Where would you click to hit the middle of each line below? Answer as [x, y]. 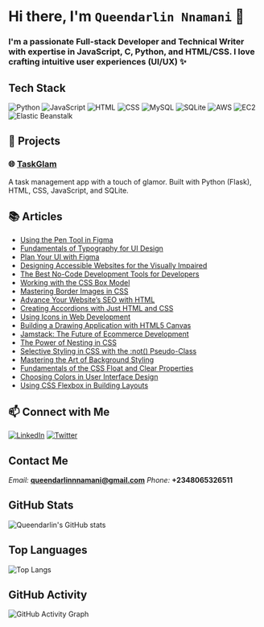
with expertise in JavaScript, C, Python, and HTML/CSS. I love [132, 52]
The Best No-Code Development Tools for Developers [109, 274]
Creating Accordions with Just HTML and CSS [97, 309]
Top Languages [48, 550]
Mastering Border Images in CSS [74, 291]
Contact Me [38, 461]
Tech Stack [37, 88]
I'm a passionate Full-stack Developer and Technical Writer [126, 42]
